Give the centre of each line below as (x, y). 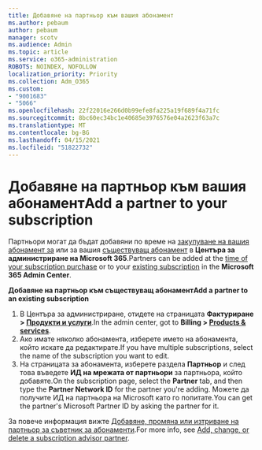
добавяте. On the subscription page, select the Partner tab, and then (131, 381)
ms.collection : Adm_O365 (49, 81)
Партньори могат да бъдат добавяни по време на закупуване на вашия (129, 242)
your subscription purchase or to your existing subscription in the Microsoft (131, 267)
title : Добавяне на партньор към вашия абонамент (91, 15)
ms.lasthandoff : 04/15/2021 (54, 140)
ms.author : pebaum (38, 23)
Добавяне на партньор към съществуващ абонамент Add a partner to (128, 290)
